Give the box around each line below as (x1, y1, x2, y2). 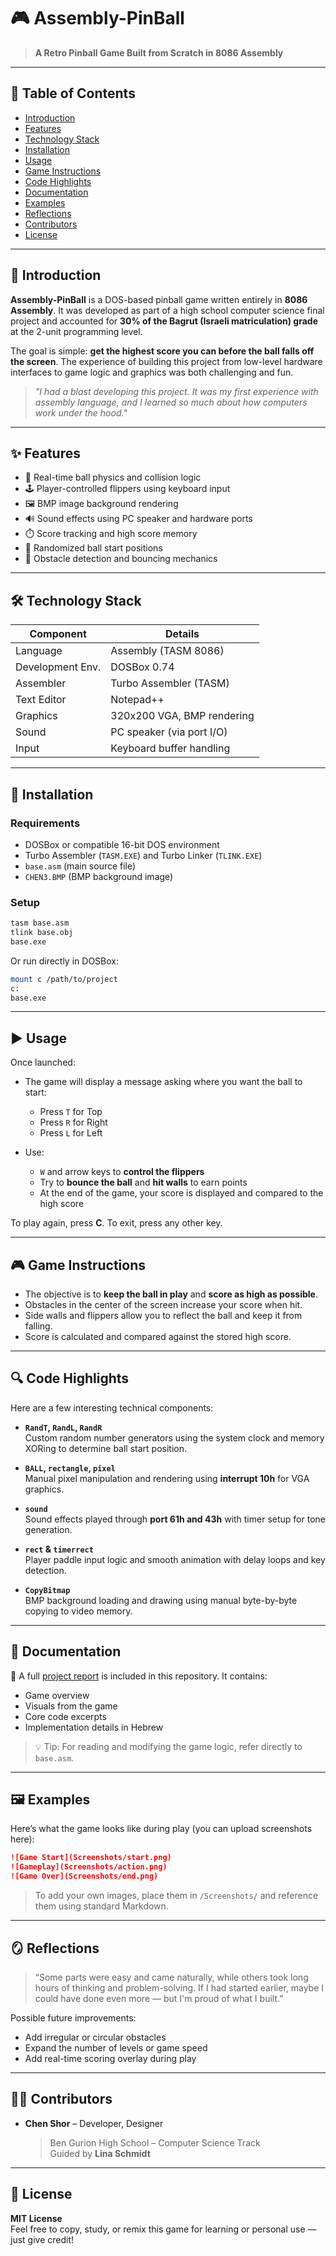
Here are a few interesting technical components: (10, 1401, 214, 1414)
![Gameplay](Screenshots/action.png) (10, 1862, 168, 1872)
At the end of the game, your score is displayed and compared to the (39, 1187, 324, 1199)
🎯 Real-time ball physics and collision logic (24, 471, 202, 484)
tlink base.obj (10, 928, 74, 938)
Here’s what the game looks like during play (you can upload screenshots (10, 1823, 313, 1835)
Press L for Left (39, 1127, 103, 1139)
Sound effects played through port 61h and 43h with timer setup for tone (24, 1513, 326, 1525)
